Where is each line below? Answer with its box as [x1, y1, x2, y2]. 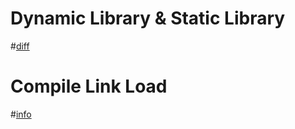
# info [10, 108, 32, 120]
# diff [10, 40, 30, 52]
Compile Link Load [10, 75, 168, 98]
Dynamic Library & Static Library [10, 7, 286, 30]
